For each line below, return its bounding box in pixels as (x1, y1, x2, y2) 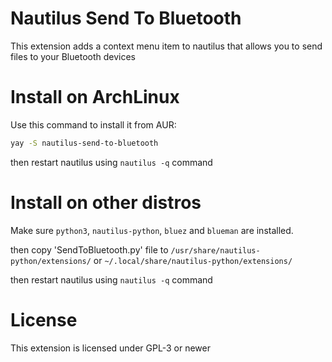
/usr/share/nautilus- (170, 245, 261, 256)
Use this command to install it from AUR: (10, 118, 177, 131)
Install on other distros (10, 191, 202, 214)
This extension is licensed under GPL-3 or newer (10, 342, 211, 354)
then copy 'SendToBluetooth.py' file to (10, 243, 169, 256)
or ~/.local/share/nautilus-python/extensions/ (93, 254, 293, 266)
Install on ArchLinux (10, 86, 180, 109)
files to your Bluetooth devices (10, 50, 136, 62)
